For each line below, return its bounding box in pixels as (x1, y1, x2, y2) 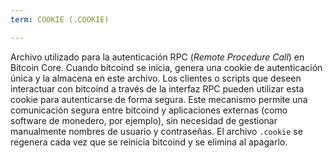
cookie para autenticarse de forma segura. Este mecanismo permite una (10, 93, 308, 105)
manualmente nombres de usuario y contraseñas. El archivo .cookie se (10, 125, 303, 137)
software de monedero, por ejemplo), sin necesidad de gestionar (10, 114, 278, 126)
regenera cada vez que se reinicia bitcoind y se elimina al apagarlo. (10, 136, 288, 148)
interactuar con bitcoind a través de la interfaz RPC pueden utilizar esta (10, 82, 305, 95)
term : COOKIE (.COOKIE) (10, 14, 110, 25)
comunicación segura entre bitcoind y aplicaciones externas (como (10, 104, 288, 116)
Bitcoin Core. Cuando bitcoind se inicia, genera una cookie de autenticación (10, 61, 323, 73)
